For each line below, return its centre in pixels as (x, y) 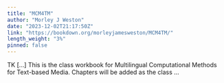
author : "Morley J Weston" (46, 20)
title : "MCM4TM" (30, 13)
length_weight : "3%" (37, 39)
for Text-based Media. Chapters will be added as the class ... (93, 72)
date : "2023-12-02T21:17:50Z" (51, 26)
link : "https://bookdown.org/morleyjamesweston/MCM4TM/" (90, 33)
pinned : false (27, 45)
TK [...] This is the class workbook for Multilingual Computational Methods (112, 65)
